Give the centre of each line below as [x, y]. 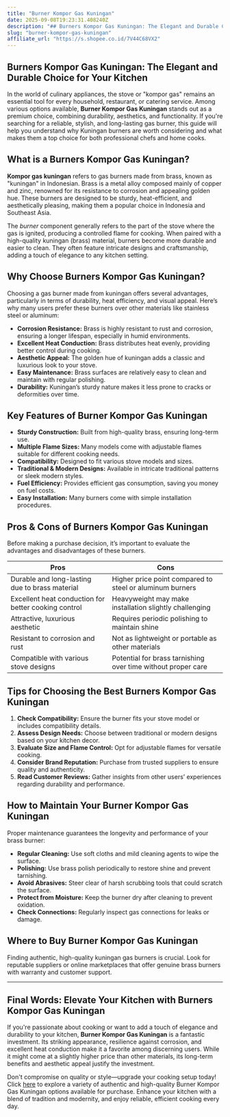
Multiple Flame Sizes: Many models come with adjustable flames [109, 447]
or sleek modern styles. [50, 476]
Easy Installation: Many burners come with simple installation [104, 498]
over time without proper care [159, 667]
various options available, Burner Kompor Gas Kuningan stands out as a [110, 109]
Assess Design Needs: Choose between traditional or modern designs [117, 733]
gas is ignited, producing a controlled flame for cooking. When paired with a [114, 233]
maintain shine [135, 627]
